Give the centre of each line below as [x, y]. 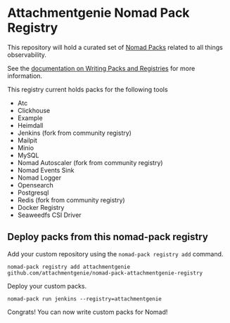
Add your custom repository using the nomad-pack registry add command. [115, 253]
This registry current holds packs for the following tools [88, 89]
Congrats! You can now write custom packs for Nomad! [88, 312]
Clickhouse [34, 110]
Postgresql [33, 192]
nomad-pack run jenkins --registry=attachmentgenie [84, 299]
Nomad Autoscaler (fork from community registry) [90, 162]
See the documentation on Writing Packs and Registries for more [101, 68]
